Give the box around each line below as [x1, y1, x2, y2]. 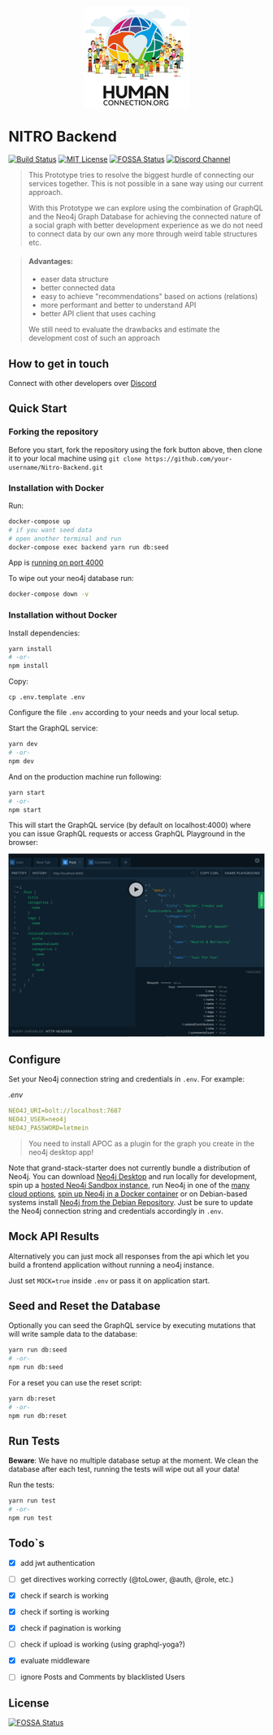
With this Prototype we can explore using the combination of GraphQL [28, 202, 264, 213]
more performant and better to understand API [40, 300, 197, 310]
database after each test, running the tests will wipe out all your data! [8, 1464, 240, 1474]
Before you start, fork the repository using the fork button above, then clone [8, 445, 262, 454]
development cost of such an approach [28, 333, 161, 343]
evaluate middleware [19, 1656, 91, 1666]
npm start [8, 805, 42, 814]
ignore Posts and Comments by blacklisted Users [19, 1672, 185, 1682]
